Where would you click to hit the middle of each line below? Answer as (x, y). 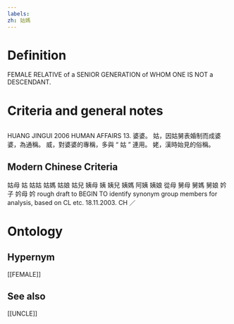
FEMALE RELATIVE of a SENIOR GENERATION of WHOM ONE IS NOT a (110, 75)
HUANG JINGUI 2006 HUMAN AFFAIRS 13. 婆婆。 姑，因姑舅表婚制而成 (111, 136)
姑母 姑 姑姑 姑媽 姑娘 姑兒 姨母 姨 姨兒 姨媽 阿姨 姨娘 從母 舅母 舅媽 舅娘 (113, 185)
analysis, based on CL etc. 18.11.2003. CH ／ (72, 202)
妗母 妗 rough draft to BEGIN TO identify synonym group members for (116, 194)
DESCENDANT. (29, 82)
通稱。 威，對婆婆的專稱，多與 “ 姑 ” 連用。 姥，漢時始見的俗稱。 (120, 144)
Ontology (35, 231)
